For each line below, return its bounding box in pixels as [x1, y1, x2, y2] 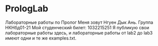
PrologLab [5, 3, 49, 14]
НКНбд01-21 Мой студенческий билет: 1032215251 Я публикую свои [5, 24, 150, 30]
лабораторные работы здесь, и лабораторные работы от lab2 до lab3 [5, 30, 153, 36]
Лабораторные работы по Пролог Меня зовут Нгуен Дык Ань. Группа [5, 19, 154, 25]
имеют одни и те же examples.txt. [5, 35, 77, 41]
